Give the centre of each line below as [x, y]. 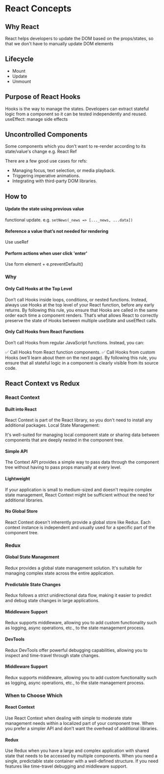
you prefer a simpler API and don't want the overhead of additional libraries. [82, 728]
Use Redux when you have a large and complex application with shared [77, 751]
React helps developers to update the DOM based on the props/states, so [79, 38]
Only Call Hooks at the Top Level [39, 288]
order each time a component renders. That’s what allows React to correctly [82, 315]
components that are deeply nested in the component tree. [64, 440]
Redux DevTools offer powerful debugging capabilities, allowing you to [76, 650]
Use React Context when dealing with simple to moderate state [69, 718]
